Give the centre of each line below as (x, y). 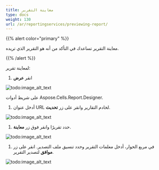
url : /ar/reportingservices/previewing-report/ (57, 24)
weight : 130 (18, 19)
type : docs (17, 15)
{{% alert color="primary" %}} (37, 39)
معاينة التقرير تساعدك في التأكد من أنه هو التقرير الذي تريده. (62, 48)
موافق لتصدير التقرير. (33, 152)
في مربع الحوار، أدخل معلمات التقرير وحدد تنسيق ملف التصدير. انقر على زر (84, 147)
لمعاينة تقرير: (18, 68)
